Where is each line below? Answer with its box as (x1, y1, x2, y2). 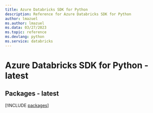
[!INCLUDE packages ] (5, 102, 49, 108)
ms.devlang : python (5, 35, 45, 39)
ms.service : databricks (5, 39, 53, 44)
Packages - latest (5, 90, 59, 98)
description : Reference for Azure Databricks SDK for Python (5, 12, 132, 17)
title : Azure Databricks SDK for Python (5, 7, 88, 12)
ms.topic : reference (5, 30, 47, 35)
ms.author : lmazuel (5, 20, 45, 26)
